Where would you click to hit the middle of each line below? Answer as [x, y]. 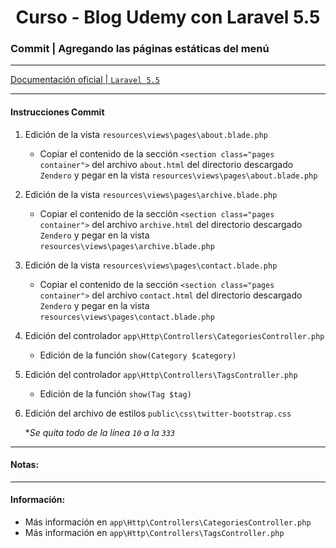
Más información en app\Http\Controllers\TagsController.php [154, 533]
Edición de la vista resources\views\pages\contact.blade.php [151, 265]
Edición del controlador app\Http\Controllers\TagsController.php [161, 374]
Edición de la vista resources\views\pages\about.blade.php [146, 134]
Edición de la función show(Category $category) [138, 355]
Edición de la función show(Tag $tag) [115, 393]
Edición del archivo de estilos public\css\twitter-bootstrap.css [158, 413]
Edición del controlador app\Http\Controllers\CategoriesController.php [174, 335]
